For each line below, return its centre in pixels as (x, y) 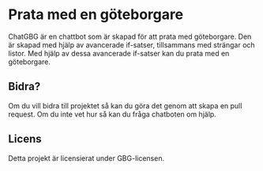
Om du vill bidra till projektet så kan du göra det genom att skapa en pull (125, 105)
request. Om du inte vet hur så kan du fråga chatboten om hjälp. (113, 114)
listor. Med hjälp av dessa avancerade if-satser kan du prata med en (119, 53)
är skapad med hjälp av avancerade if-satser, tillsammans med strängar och (131, 44)
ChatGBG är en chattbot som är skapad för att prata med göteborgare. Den (130, 36)
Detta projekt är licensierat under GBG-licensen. (86, 158)
